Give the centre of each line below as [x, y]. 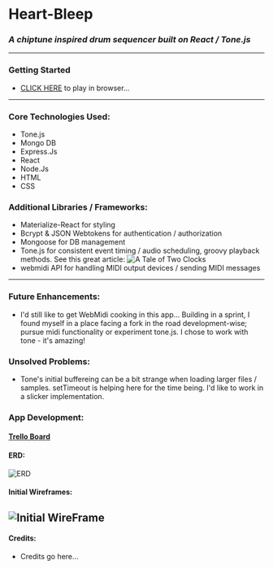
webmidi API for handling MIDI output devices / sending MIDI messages [140, 268]
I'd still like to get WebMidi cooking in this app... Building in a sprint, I [135, 315]
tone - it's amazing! [52, 340]
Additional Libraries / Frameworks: [78, 207]
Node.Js [34, 169]
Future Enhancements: [54, 297]
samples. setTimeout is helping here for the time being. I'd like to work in [142, 388]
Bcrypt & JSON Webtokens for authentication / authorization [121, 233]
